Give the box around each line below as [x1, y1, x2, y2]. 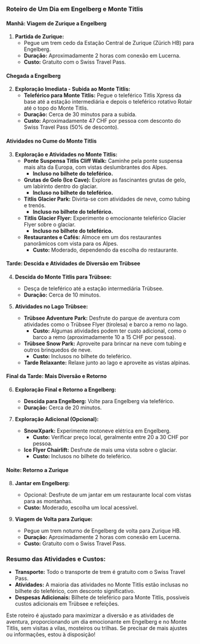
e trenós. [23, 201, 46, 208]
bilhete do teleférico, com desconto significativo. [14, 588, 136, 595]
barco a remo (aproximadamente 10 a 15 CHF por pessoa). [32, 333, 176, 340]
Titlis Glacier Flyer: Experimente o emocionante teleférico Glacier [23, 214, 186, 222]
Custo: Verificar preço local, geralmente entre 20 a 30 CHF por [32, 433, 189, 440]
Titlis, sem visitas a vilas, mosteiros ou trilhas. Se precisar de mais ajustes [6, 625, 188, 632]
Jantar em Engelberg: [14, 480, 70, 487]
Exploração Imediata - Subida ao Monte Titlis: [14, 86, 131, 93]
